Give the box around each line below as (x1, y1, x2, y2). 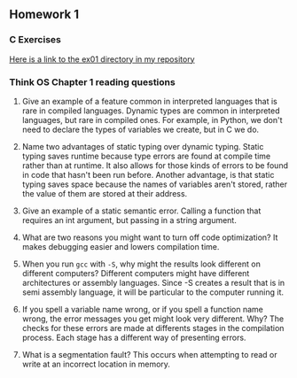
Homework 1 (9, 7, 80, 22)
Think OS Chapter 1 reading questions (9, 75, 176, 88)
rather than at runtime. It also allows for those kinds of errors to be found (21, 159, 288, 171)
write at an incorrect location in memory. (21, 359, 171, 369)
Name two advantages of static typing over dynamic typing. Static (21, 141, 264, 151)
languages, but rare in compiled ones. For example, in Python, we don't (21, 114, 283, 125)
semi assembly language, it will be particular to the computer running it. (21, 287, 285, 297)
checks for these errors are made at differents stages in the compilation (21, 322, 285, 333)
